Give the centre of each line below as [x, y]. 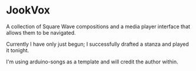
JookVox [28, 10]
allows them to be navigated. [41, 32]
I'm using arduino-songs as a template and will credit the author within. [92, 62]
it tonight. [18, 50]
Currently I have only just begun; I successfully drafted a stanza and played [98, 44]
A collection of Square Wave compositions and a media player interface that [98, 26]
